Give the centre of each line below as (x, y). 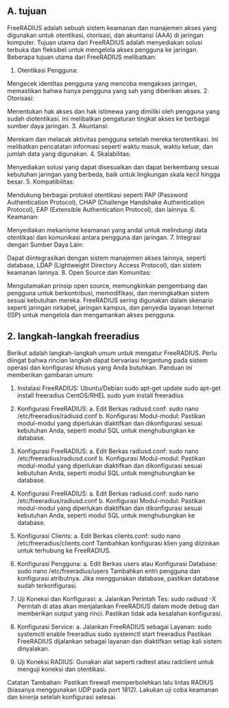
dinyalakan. (33, 648)
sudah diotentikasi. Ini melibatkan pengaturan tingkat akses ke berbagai (109, 119)
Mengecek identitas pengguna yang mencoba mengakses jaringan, (102, 83)
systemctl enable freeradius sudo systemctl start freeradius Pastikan (114, 634)
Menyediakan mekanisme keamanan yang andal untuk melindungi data (107, 230)
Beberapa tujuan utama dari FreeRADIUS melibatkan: (82, 57)
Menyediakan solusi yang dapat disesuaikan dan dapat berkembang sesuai (113, 167)
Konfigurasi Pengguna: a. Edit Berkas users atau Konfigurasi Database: (117, 563)
